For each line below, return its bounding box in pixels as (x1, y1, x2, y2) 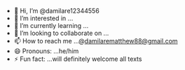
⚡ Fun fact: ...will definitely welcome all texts (13, 55, 142, 63)
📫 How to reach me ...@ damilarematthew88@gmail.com (13, 37, 178, 45)
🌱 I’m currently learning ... (13, 22, 89, 29)
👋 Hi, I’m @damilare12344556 (13, 7, 100, 15)
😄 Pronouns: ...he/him (13, 47, 79, 55)
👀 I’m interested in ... (13, 14, 74, 22)
